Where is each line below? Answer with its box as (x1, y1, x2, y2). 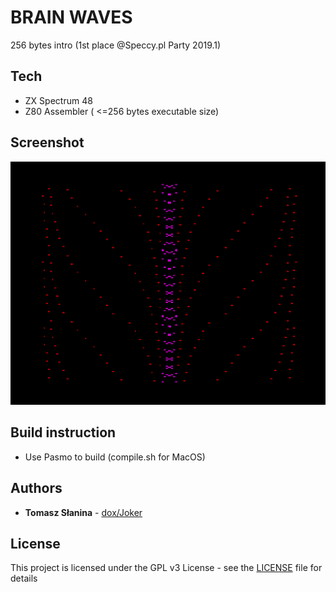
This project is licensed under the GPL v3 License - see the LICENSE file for (10, 562, 323, 574)
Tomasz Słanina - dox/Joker (24, 506, 143, 518)
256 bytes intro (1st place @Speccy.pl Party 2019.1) (10, 39, 222, 51)
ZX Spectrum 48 (24, 94, 93, 106)
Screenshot (10, 134, 85, 151)
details (10, 572, 38, 585)
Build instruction (10, 424, 117, 441)
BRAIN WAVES (10, 6, 133, 29)
